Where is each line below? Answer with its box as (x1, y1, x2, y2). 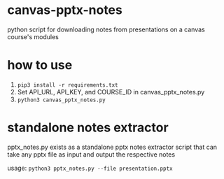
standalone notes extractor (7, 120, 169, 136)
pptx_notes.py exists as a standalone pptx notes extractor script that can (7, 143, 218, 151)
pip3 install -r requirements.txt (17, 81, 118, 89)
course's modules (7, 32, 59, 41)
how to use (7, 57, 73, 73)
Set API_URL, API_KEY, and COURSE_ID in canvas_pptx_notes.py (17, 87, 205, 96)
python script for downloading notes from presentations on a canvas (7, 25, 205, 34)
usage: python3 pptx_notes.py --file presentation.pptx (7, 164, 173, 172)
